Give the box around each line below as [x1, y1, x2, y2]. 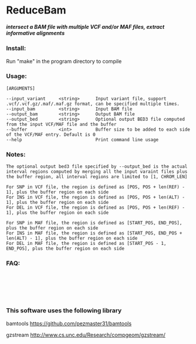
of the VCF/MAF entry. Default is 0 [6, 131, 96, 138]
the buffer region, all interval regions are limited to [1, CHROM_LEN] [6, 174, 188, 180]
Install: [6, 45, 26, 53]
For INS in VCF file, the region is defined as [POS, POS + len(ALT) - [6, 195, 185, 200]
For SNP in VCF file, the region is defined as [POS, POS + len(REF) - [6, 184, 185, 190]
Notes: [6, 150, 26, 158]
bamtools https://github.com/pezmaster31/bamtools [6, 320, 132, 327]
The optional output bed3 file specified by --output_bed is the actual [6, 164, 188, 170]
